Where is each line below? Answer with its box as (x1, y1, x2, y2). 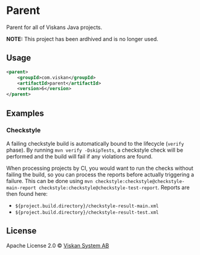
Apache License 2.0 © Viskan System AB (6, 242, 109, 249)
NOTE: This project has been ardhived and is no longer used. (6, 35, 158, 42)
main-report (6, 185, 36, 191)
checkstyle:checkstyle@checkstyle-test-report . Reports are (38, 184, 190, 191)
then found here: (6, 190, 48, 197)
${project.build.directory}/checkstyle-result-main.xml (15, 203, 159, 209)
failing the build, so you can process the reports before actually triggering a (6, 170, 195, 178)
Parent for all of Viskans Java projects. (6, 24, 103, 31)
